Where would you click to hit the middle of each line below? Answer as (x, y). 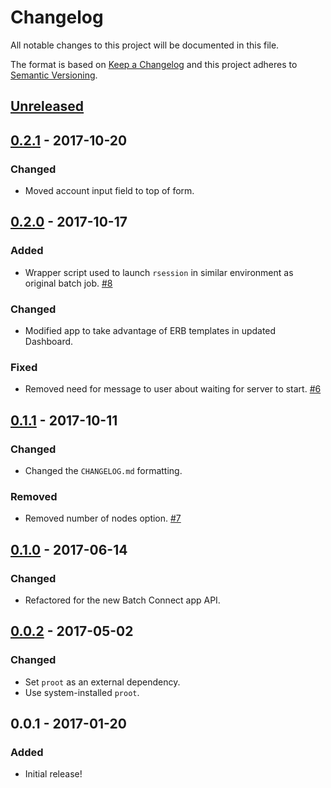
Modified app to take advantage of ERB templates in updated (150, 330)
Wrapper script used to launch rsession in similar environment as (159, 272)
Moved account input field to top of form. (109, 191)
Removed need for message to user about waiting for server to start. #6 (173, 389)
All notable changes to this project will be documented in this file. (145, 45)
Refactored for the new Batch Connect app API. (122, 600)
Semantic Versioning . (54, 75)
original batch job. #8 (68, 283)
